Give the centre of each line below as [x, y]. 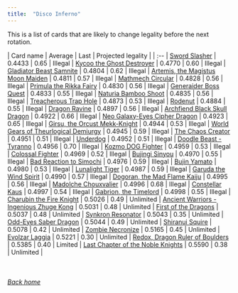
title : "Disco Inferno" [44, 14]
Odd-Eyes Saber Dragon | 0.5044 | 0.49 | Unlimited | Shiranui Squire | [109, 222]
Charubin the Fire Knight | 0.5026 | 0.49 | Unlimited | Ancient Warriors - [112, 199]
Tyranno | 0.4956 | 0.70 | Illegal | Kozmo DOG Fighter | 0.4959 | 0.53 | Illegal [119, 146]
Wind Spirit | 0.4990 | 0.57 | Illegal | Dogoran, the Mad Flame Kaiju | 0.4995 [118, 176]
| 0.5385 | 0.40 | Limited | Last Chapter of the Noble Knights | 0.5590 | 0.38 [118, 244]
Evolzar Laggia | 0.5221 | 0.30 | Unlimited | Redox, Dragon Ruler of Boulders [118, 237]
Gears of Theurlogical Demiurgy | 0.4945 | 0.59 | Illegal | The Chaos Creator [119, 131]
